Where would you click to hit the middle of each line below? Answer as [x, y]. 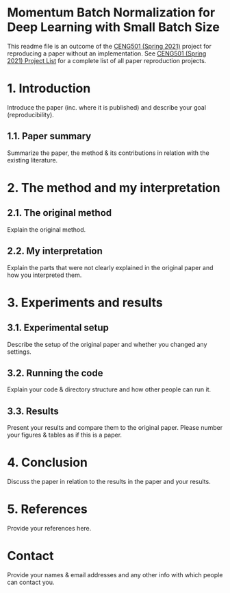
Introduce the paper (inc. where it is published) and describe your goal [107, 107]
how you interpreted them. [44, 275]
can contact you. [31, 582]
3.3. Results [33, 411]
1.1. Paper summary [49, 136]
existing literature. [33, 160]
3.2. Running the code [55, 373]
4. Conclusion [47, 462]
